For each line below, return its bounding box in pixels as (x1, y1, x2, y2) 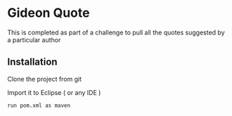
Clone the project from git (7, 75, 82, 83)
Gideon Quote (7, 5, 90, 21)
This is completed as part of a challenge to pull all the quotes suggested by (7, 28, 225, 37)
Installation (7, 56, 58, 68)
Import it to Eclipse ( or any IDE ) (7, 88, 101, 96)
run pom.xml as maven (7, 102, 71, 109)
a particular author (7, 35, 61, 44)
